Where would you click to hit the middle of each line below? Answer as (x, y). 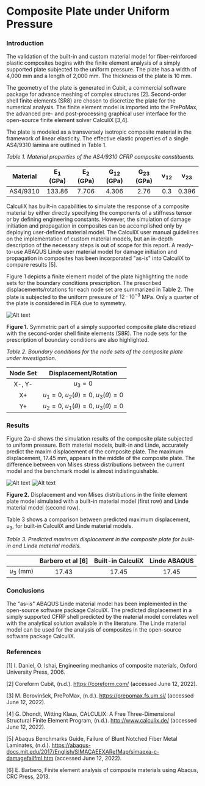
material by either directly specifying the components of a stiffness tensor (99, 212)
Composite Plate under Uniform (88, 11)
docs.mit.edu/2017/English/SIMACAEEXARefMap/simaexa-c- (83, 751)
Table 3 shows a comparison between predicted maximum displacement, (98, 519)
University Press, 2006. (36, 672)
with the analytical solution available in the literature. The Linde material (96, 623)
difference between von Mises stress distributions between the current (95, 464)
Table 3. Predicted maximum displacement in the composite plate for (93, 539)
